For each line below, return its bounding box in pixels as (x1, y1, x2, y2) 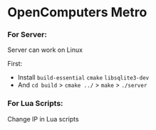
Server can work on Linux (7, 45, 83, 54)
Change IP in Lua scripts (7, 114, 80, 123)
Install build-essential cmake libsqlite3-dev (17, 73, 150, 82)
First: (7, 60, 23, 68)
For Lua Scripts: (7, 99, 63, 109)
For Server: (7, 30, 48, 40)
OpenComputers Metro (7, 4, 147, 21)
